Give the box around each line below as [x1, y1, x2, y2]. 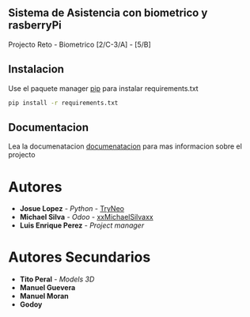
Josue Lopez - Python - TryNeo [19, 204, 125, 213]
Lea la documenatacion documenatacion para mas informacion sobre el [8, 142, 243, 151]
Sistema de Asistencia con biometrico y [8, 6, 208, 20]
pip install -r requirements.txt [8, 99, 119, 107]
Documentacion [8, 120, 89, 134]
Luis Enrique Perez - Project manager [19, 221, 145, 230]
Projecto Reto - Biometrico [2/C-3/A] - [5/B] [8, 40, 152, 49]
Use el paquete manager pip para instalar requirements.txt [8, 83, 199, 93]
